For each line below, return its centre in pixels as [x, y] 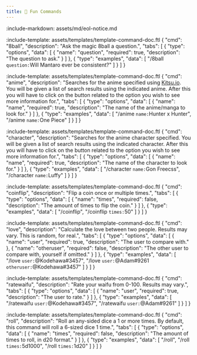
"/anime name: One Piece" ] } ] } [44, 120]
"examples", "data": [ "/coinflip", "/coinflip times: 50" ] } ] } [77, 211]
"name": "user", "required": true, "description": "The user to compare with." [98, 241]
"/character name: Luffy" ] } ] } [42, 175]
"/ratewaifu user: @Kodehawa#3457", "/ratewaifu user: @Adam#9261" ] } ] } [98, 303]
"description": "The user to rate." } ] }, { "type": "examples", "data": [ [89, 297]
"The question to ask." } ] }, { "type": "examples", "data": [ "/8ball [85, 58]
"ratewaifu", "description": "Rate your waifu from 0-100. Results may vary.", [97, 284]
